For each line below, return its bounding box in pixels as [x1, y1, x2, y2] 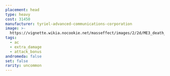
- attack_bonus [10, 49, 42, 54]
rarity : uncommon [5, 63, 42, 68]
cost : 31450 [5, 16, 30, 21]
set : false [5, 58, 28, 63]
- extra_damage [10, 44, 42, 49]
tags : [5, 35, 17, 40]
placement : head [5, 7, 39, 12]
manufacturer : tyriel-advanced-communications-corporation [5, 21, 133, 26]
